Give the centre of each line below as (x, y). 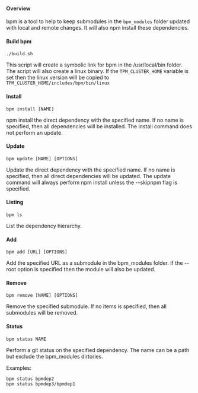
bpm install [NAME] (30, 109)
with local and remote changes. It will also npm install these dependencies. (98, 28)
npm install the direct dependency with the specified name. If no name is (95, 120)
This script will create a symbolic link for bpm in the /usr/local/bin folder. (94, 65)
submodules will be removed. (42, 313)
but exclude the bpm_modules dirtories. (55, 356)
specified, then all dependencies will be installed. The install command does (99, 126)
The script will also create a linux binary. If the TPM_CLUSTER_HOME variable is (97, 71)
